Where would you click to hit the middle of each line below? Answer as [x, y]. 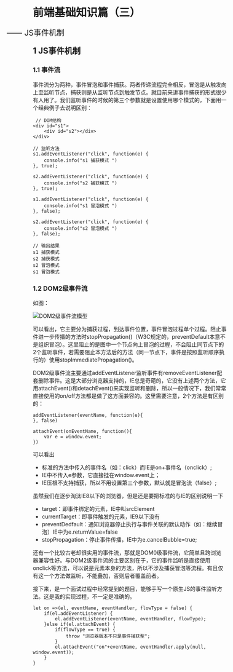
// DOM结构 [48, 121]
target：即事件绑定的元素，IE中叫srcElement [98, 508]
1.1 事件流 [47, 70]
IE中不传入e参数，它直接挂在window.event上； [101, 475]
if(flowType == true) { [85, 630]
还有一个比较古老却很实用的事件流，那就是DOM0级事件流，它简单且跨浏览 [127, 552]
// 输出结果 [46, 246]
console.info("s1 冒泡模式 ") [81, 206]
